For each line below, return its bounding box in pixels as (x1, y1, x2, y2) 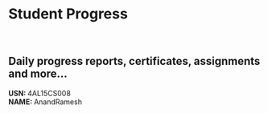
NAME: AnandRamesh (8, 97, 83, 107)
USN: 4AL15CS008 (8, 88, 71, 98)
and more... (8, 67, 68, 81)
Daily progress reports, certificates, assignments (8, 54, 261, 68)
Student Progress (8, 5, 129, 23)
